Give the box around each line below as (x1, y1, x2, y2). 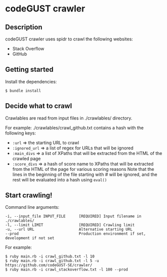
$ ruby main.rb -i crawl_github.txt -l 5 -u (5, 259, 99, 264)
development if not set (5, 236, 55, 241)
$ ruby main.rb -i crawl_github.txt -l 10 (5, 254, 95, 259)
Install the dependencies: (5, 78, 57, 85)
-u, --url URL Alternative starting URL (5, 227, 133, 232)
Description (5, 23, 42, 31)
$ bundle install (5, 88, 41, 93)
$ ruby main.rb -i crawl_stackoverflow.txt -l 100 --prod (5, 267, 128, 272)
